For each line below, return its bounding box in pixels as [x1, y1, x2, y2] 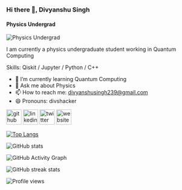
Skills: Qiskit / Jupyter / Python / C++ [6, 64, 99, 71]
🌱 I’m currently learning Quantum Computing [15, 76, 127, 83]
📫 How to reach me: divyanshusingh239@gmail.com [15, 89, 148, 96]
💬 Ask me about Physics [15, 82, 76, 90]
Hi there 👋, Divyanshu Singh [6, 5, 90, 14]
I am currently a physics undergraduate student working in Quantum [6, 45, 177, 53]
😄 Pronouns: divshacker [15, 97, 77, 105]
